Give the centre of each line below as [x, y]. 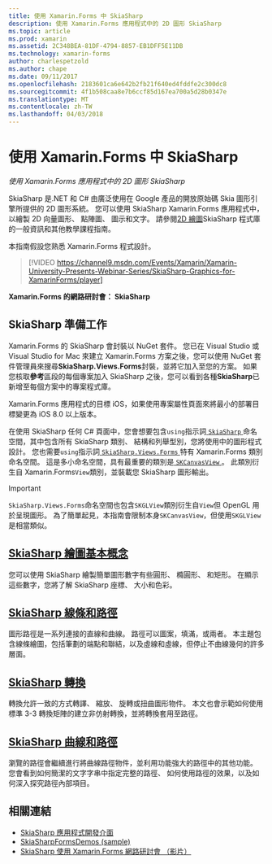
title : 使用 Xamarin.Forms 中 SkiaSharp [76, 16]
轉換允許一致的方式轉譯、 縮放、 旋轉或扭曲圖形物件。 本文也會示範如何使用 [136, 704]
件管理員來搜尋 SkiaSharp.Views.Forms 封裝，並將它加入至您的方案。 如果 [133, 366]
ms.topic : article [39, 31]
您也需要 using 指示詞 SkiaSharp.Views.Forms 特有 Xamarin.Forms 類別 [147, 452]
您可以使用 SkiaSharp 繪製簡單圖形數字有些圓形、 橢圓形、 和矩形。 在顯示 [134, 574]
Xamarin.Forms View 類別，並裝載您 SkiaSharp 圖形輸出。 [119, 472]
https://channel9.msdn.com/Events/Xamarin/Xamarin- [147, 262]
